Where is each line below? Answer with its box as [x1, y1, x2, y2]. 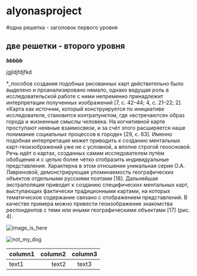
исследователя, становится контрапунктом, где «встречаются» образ [6, 111, 185, 118]
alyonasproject [6, 4, 82, 18]
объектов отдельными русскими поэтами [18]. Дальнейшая [6, 174, 158, 182]
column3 [71, 250, 98, 258]
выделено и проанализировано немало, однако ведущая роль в [6, 86, 169, 93]
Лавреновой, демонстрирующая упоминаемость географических [6, 168, 174, 175]
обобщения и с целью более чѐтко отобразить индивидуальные [6, 156, 169, 163]
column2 [40, 250, 66, 258]
